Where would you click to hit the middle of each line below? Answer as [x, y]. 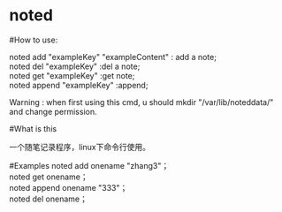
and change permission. [53, 111]
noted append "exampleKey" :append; [79, 85]
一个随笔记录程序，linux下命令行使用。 [80, 147]
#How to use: [34, 40]
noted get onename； [49, 177]
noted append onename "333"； [69, 187]
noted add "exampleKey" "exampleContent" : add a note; [113, 57]
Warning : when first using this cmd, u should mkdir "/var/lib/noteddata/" [141, 102]
